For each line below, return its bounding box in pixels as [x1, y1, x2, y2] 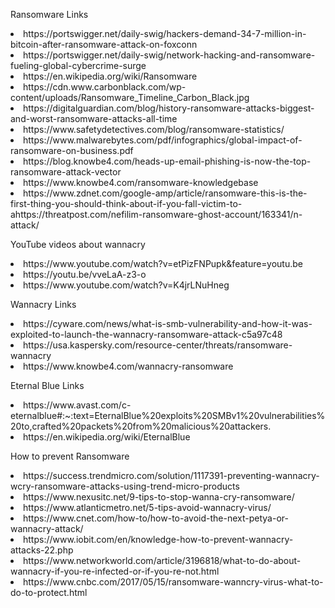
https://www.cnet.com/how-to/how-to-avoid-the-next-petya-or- [23, 512, 289, 524]
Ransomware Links [10, 9, 89, 20]
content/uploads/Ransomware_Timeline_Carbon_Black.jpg [10, 92, 250, 103]
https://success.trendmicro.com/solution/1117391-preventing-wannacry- [23, 470, 320, 481]
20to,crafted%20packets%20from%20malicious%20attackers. [10, 420, 272, 432]
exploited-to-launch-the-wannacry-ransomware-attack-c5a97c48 [10, 329, 283, 340]
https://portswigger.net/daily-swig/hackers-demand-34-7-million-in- [23, 28, 307, 39]
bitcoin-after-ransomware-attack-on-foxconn [10, 39, 198, 50]
